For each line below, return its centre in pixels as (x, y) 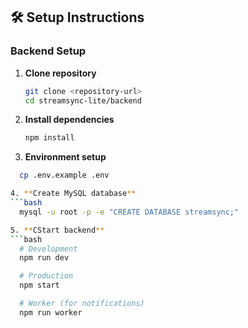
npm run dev (44, 258)
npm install (49, 138)
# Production (46, 276)
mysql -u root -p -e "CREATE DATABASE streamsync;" (129, 212)
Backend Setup (48, 51)
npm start (39, 285)
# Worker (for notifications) (82, 304)
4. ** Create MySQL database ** (73, 194)
